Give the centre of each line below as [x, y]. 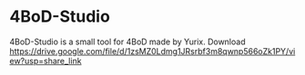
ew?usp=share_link [46, 61]
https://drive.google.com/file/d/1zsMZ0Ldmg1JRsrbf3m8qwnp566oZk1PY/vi [152, 51]
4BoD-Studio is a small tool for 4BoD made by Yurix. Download [127, 42]
